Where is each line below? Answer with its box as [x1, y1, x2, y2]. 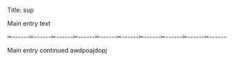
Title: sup [7, 6, 34, 14]
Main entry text [7, 19, 51, 27]
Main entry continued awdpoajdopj [7, 46, 108, 54]
